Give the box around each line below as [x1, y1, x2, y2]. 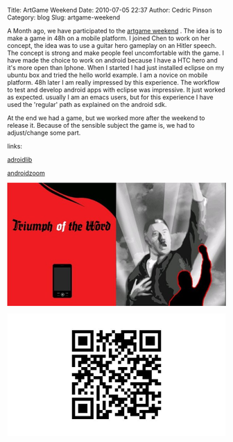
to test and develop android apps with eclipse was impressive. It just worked [7, 86, 225, 94]
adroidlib [7, 155, 33, 164]
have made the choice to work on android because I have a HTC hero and [7, 56, 218, 65]
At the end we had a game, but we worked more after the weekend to [7, 114, 206, 122]
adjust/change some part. [7, 128, 81, 137]
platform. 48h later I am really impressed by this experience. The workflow [7, 78, 221, 86]
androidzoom [7, 169, 45, 177]
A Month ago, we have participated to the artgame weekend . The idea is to [7, 27, 223, 35]
